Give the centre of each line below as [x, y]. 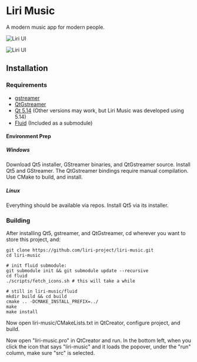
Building [18, 220]
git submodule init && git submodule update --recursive [77, 271]
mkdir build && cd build [36, 297]
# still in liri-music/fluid [42, 291]
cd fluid [17, 276]
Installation [27, 68]
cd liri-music [24, 256]
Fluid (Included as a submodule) [54, 123]
